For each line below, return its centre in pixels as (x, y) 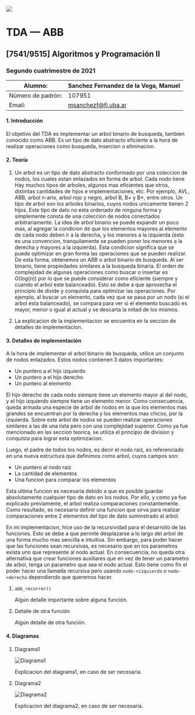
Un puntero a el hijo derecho (49, 377)
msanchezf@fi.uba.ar (97, 105)
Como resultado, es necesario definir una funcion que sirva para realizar (93, 510)
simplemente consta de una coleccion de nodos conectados (87, 216)
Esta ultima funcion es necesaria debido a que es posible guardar (85, 491)
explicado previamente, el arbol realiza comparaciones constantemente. (93, 504)
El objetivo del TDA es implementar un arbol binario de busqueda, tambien (95, 134)
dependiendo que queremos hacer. (71, 577)
